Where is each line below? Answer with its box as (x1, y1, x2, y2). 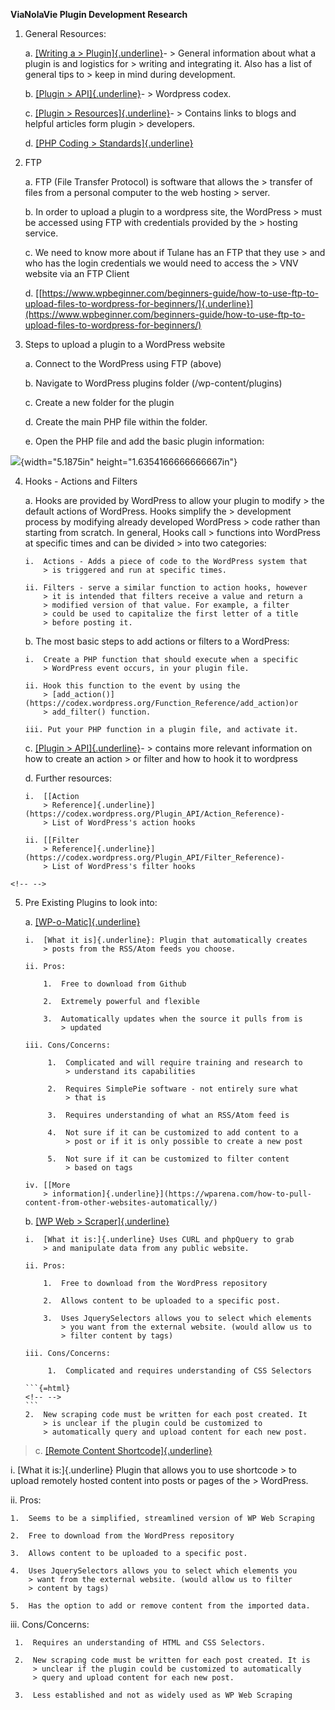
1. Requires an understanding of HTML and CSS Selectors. (14, 1638, 267, 1648)
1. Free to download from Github (43, 979, 187, 989)
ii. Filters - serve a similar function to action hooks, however (24, 583, 308, 593)
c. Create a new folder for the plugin (24, 397, 175, 408)
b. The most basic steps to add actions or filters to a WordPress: (24, 635, 290, 647)
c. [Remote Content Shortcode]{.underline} (34, 1445, 213, 1456)
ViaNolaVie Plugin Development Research (10, 9, 188, 20)
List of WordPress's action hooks (51, 818, 196, 828)
